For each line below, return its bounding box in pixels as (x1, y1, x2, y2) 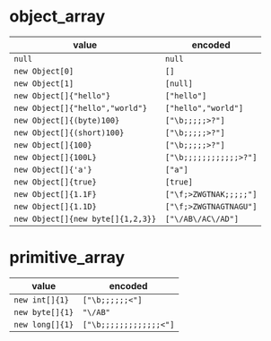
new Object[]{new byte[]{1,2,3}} (13, 213, 157, 224)
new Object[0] (13, 65, 74, 76)
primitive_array (9, 248, 126, 268)
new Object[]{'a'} (13, 164, 92, 175)
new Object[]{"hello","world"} (13, 103, 148, 113)
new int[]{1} (13, 294, 70, 305)
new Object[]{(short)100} (13, 127, 125, 138)
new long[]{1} (13, 320, 74, 329)
